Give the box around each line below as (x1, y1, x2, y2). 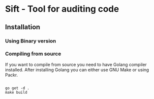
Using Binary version (5, 38, 57, 44)
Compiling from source (5, 50, 62, 57)
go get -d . (5, 85, 30, 91)
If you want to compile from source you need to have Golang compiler (5, 61, 147, 67)
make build (5, 90, 28, 95)
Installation (5, 23, 40, 31)
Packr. (5, 72, 18, 78)
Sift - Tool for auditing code (5, 3, 119, 15)
